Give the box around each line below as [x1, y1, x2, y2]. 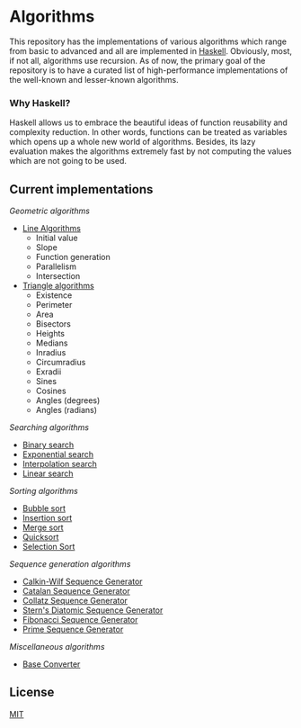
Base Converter [22, 659, 81, 670]
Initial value [35, 232, 78, 244]
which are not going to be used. [9, 156, 128, 166]
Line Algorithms [22, 223, 81, 234]
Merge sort [22, 522, 65, 533]
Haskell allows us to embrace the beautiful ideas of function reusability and [9, 117, 288, 128]
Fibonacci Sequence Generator [22, 615, 138, 625]
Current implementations [9, 182, 154, 197]
